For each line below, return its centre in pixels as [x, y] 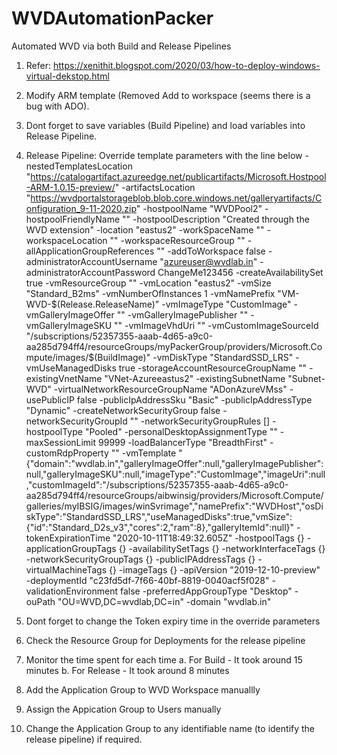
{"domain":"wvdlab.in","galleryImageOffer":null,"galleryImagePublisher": [174, 463]
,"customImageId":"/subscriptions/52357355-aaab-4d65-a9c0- [157, 484]
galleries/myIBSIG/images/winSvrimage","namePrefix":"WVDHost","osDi [174, 506]
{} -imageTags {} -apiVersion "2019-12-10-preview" [214, 569]
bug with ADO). [57, 106]
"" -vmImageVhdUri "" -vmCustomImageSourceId [216, 325]
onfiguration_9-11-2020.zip [81, 208]
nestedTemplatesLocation [79, 166]
